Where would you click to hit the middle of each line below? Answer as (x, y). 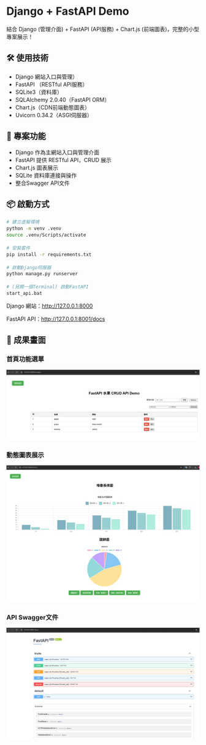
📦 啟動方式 (28, 204)
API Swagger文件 (32, 617)
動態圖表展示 (25, 455)
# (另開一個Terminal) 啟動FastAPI (48, 287)
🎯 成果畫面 (26, 340)
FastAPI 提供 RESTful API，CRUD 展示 (63, 160)
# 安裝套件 (18, 248)
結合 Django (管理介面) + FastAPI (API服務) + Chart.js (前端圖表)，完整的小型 (103, 29)
